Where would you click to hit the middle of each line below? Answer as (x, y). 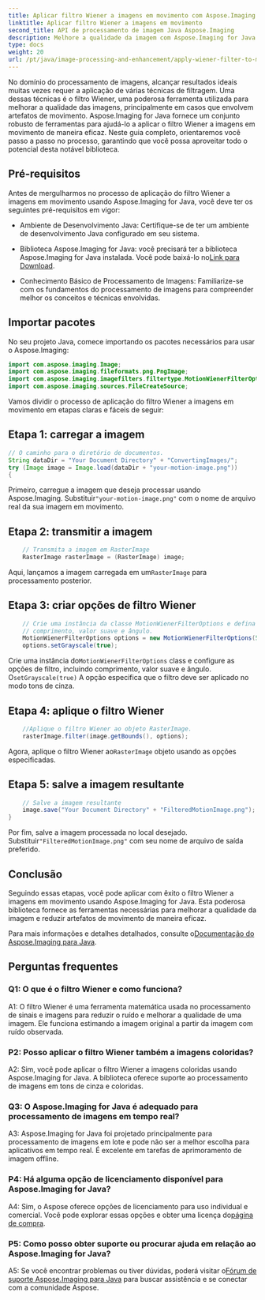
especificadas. (32, 760)
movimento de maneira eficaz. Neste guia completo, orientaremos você (124, 132)
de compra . (27, 1223)
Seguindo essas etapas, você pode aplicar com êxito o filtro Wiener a (121, 893)
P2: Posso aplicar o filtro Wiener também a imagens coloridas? (131, 1052)
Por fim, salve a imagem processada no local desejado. (98, 832)
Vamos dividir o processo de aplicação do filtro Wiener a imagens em (121, 401)
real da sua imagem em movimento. (66, 507)
